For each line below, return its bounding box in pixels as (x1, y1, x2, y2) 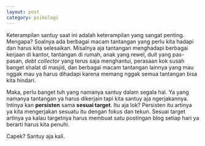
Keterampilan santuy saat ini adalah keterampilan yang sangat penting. (6, 31, 185, 38)
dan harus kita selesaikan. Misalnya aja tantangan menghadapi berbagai (6, 44, 188, 52)
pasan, (6, 57, 24, 64)
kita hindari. (6, 77, 36, 84)
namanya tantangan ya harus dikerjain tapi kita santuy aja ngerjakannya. (6, 95, 188, 102)
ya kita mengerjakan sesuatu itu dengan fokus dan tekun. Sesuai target (6, 108, 185, 115)
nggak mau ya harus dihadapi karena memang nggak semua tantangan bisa (6, 70, 198, 77)
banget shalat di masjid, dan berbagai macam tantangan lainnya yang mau (6, 63, 194, 71)
